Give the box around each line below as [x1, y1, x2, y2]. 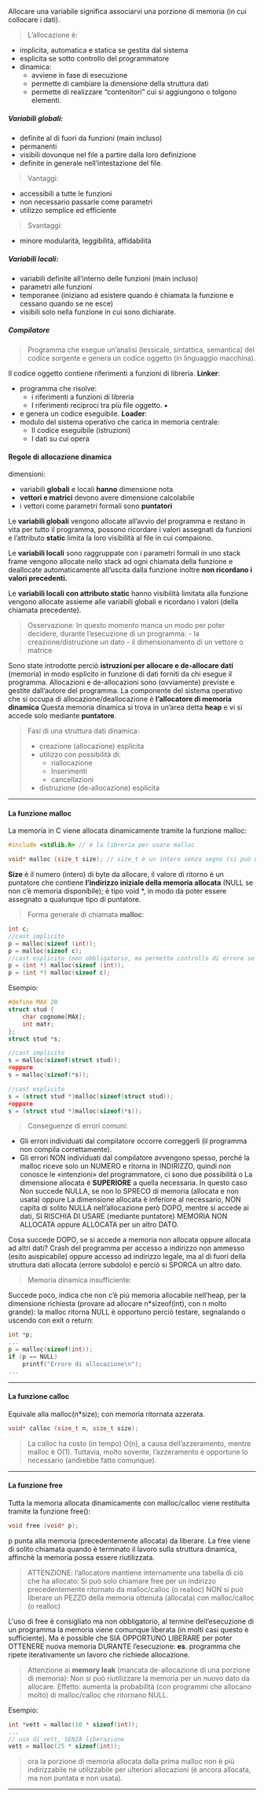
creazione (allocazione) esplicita [38, 742, 145, 751]
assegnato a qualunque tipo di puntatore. [8, 895, 141, 905]
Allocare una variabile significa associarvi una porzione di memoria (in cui [8, 7, 247, 16]
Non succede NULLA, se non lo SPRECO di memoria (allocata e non [19, 1187, 240, 1196]
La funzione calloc [8, 1392, 70, 1401]
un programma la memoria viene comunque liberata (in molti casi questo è [8, 1624, 249, 1634]
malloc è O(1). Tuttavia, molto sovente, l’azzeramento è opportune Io [27, 1447, 249, 1456]
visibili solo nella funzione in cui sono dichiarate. [19, 306, 177, 317]
